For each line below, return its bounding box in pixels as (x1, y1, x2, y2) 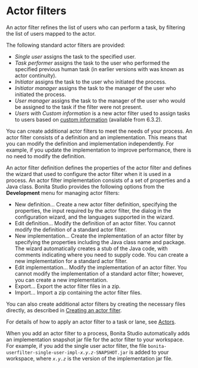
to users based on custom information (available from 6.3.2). (14, 116, 163, 123)
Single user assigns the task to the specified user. (14, 53, 136, 60)
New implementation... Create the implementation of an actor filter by (14, 232, 184, 239)
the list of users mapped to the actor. (6, 30, 96, 37)
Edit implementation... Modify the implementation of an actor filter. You (14, 264, 187, 271)
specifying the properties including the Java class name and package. (14, 238, 186, 245)
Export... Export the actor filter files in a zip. (14, 283, 121, 290)
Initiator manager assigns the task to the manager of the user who (14, 84, 176, 91)
